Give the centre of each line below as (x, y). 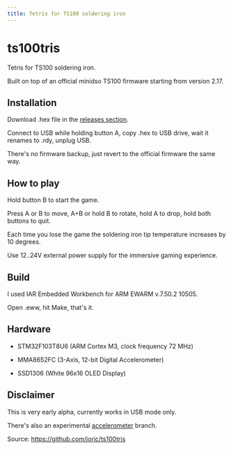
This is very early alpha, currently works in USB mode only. (92, 412)
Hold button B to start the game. (53, 200)
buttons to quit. (29, 221)
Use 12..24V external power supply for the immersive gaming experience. (112, 256)
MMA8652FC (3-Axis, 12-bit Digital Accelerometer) (90, 359)
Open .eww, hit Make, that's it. (50, 308)
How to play (33, 183)
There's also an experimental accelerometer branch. (82, 425)
